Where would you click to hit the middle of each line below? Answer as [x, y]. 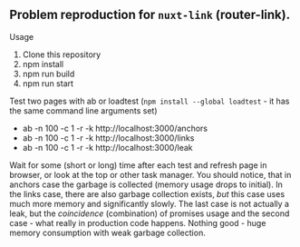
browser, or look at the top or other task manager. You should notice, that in [150, 174]
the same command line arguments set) [83, 110]
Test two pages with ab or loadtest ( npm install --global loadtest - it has [150, 101]
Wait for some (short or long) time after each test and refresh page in [138, 165]
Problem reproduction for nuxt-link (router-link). [150, 15]
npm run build [48, 74]
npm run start [48, 83]
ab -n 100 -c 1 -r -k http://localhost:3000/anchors [115, 128]
